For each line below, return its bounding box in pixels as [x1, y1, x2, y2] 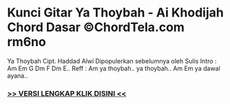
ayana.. [7, 71, 28, 80]
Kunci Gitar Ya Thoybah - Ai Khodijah [7, 5, 224, 21]
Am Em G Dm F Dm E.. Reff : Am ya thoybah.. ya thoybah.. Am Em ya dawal [7, 64, 220, 72]
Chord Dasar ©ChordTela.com [7, 19, 185, 35]
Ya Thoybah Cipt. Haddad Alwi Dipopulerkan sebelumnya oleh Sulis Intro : [7, 56, 217, 65]
